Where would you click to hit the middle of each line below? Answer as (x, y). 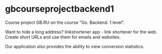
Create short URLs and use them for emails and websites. (63, 37)
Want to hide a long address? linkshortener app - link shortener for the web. (81, 32)
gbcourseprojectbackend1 (60, 9)
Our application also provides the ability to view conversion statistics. (75, 46)
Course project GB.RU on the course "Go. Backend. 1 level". (65, 22)
